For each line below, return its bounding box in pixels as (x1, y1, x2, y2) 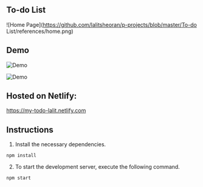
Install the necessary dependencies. (15, 141, 106, 148)
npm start (6, 175, 32, 182)
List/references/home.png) (6, 27, 74, 35)
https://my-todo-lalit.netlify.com (6, 107, 86, 115)
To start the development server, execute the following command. (15, 163, 181, 171)
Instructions (6, 124, 53, 135)
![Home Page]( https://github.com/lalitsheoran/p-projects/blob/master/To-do (6, 21, 198, 28)
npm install (6, 152, 36, 159)
